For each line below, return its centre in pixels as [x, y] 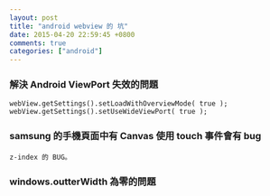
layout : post [34, 18]
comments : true [38, 43]
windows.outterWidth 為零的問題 [83, 182]
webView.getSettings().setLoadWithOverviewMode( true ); [119, 104]
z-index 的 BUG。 [41, 157]
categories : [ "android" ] [56, 51]
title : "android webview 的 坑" [69, 26]
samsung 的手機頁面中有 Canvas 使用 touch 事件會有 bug [135, 136]
